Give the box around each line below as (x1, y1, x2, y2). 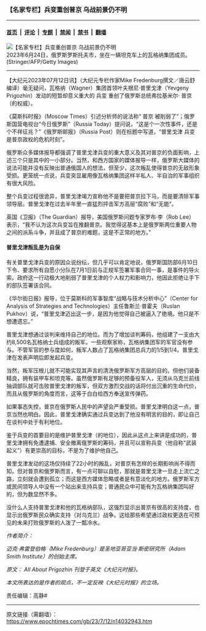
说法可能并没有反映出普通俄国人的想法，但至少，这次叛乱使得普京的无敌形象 (6, 164, 200, 171)
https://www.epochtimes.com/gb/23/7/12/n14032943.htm (6, 617, 153, 625)
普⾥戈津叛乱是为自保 (6, 244, 60, 251)
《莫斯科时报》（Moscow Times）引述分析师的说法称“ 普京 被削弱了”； (6, 112, 185, 120)
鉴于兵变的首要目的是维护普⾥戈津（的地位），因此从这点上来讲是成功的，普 (6, 431, 197, 439)
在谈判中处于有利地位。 (6, 418, 66, 425)
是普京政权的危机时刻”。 (6, 135, 69, 143)
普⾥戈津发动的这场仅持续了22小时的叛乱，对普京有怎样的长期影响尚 (6, 460, 180, 467)
